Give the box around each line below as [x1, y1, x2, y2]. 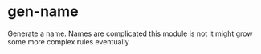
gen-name [7, 2, 79, 21]
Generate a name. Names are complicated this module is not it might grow [7, 29, 253, 38]
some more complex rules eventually [7, 37, 129, 46]
